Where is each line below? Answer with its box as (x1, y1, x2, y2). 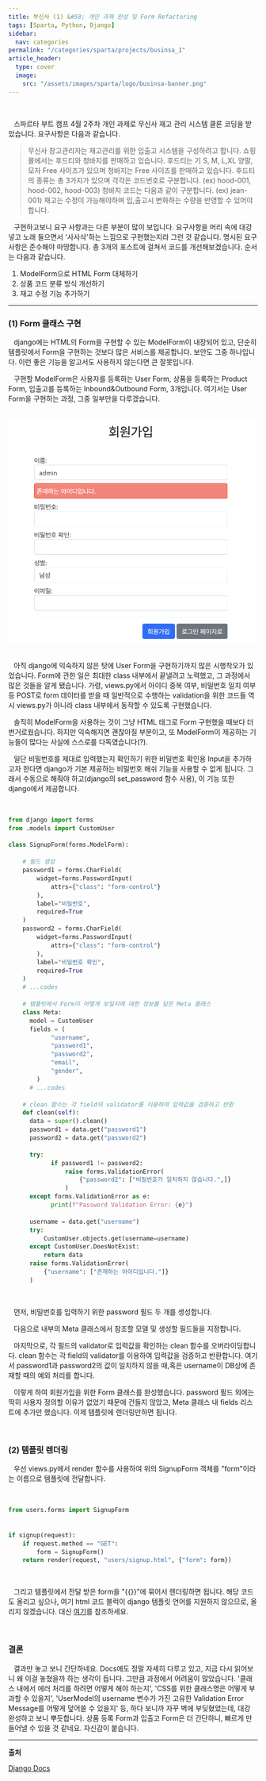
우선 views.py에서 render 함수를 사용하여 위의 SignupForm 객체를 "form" (13, 1464, 244, 1474)
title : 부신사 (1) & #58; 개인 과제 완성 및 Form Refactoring (8, 13, 198, 21)
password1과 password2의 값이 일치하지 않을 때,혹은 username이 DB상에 (16, 1360, 248, 1370)
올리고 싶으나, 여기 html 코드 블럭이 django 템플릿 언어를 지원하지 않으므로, (16, 1597, 249, 1606)
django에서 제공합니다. (8, 783, 80, 793)
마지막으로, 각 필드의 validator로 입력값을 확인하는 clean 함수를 (13, 1341, 210, 1350)
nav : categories (15, 38, 69, 46)
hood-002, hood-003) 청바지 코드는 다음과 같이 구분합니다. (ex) (27, 185, 229, 194)
